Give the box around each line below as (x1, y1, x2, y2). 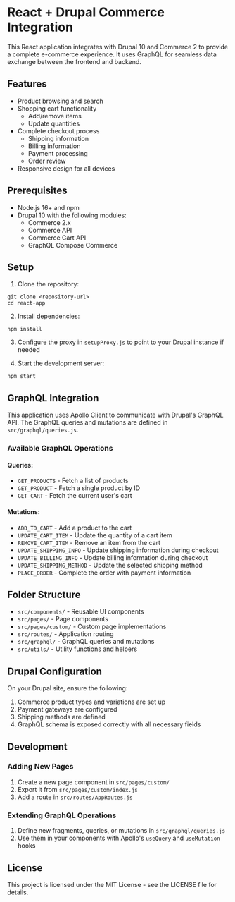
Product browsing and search (17, 97, 103, 105)
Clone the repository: (17, 280, 80, 288)
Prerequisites (7, 185, 68, 197)
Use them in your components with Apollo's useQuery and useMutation (17, 834, 220, 843)
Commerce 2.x (27, 218, 72, 226)
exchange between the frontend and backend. (7, 57, 142, 66)
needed (17, 346, 40, 354)
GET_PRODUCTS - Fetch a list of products (17, 477, 129, 485)
